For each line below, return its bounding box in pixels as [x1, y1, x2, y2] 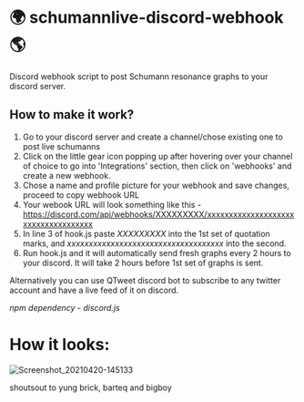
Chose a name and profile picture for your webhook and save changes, [22, 180, 289, 191]
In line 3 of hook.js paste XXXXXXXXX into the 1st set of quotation [22, 228, 270, 239]
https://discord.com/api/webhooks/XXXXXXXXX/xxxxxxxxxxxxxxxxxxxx [22, 209, 295, 220]
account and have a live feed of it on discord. [9, 284, 179, 295]
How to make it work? [9, 107, 135, 123]
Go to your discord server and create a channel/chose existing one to [22, 131, 284, 142]
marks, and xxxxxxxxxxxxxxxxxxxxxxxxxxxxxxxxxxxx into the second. [22, 238, 287, 249]
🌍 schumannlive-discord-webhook [9, 7, 284, 28]
